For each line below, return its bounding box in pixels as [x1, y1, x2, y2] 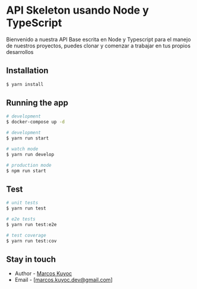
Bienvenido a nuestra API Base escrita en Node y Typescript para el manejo [6, 36, 191, 43]
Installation [6, 66, 49, 76]
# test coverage [6, 232, 46, 238]
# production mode [6, 162, 52, 168]
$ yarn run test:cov [6, 238, 58, 244]
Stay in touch [6, 254, 56, 264]
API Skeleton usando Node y [6, 4, 150, 17]
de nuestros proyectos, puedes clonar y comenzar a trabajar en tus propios [6, 42, 191, 49]
